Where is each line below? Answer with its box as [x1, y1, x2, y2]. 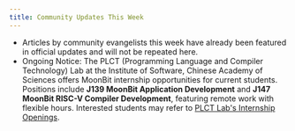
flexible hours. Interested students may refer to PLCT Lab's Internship [21, 102, 276, 113]
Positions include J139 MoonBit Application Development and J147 [21, 84, 271, 94]
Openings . [21, 112, 60, 122]
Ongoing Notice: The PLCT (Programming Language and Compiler [21, 55, 263, 66]
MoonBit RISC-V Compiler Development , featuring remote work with [21, 93, 275, 104]
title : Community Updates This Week [9, 12, 144, 22]
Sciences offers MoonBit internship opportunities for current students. [21, 74, 278, 84]
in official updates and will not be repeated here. [21, 46, 199, 57]
